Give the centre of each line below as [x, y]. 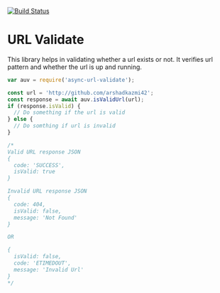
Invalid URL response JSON [47, 191]
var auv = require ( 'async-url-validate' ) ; [71, 80]
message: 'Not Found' [46, 218]
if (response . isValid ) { [44, 106]
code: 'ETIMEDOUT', [43, 263]
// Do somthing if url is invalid [65, 126]
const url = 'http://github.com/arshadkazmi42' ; [81, 92]
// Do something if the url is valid [70, 113]
